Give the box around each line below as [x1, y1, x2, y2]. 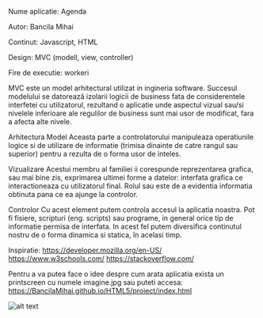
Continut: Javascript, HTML [8, 37, 98, 47]
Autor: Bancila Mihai [8, 22, 74, 31]
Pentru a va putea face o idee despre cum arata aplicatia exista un [8, 269, 224, 278]
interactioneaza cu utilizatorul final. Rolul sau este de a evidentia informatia [8, 181, 253, 191]
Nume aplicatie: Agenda [8, 7, 87, 16]
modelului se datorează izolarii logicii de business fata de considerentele [8, 92, 246, 101]
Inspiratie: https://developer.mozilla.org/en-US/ [8, 245, 162, 255]
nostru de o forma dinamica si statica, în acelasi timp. [8, 230, 182, 240]
